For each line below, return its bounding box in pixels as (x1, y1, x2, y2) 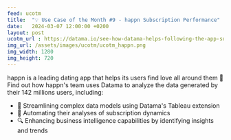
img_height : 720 (7, 55, 54, 62)
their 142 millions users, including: (7, 88, 104, 96)
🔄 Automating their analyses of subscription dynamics (16, 108, 170, 117)
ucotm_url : (7, 36, 41, 43)
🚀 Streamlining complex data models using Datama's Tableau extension (16, 101, 220, 110)
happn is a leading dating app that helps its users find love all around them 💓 (7, 73, 223, 82)
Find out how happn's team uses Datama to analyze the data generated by (7, 80, 219, 89)
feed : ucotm (7, 10, 41, 17)
